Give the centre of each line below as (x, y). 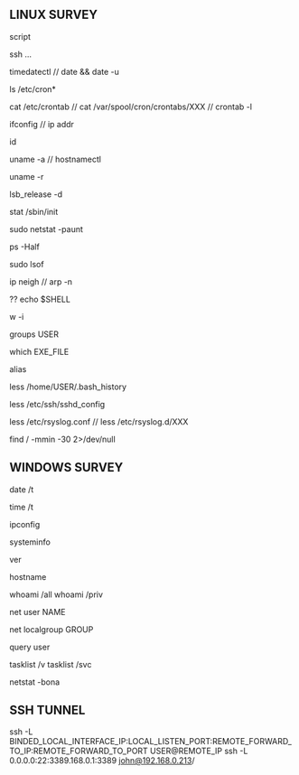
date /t (22, 489)
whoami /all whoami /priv (56, 594)
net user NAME (37, 612)
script (20, 36)
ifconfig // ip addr (42, 124)
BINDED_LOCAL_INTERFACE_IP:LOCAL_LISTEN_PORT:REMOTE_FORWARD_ (150, 742)
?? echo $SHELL (40, 299)
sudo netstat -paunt (47, 229)
